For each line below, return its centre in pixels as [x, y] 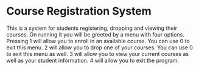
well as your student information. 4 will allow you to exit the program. [93, 60]
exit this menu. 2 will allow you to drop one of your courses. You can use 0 [100, 47]
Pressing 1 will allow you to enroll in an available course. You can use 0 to [98, 41]
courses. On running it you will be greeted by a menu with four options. [95, 34]
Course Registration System [79, 11]
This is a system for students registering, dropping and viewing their [92, 28]
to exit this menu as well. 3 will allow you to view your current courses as [98, 54]
